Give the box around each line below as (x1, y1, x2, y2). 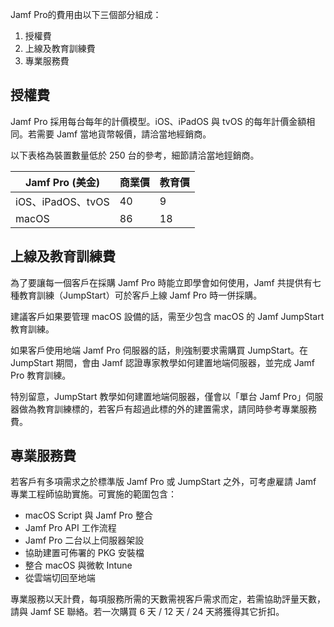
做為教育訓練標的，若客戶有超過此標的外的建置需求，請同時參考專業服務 (18, 403, 317, 415)
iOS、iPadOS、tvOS (15, 194, 110, 208)
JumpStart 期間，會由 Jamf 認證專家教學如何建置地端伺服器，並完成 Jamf (10, 356, 316, 368)
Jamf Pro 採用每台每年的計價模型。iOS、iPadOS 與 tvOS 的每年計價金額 (10, 115, 307, 127)
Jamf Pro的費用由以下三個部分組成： (10, 9, 162, 20)
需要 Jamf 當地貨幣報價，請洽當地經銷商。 (36, 128, 212, 140)
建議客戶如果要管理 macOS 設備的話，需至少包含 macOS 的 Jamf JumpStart (10, 310, 325, 322)
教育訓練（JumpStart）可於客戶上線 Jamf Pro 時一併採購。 (18, 289, 263, 301)
